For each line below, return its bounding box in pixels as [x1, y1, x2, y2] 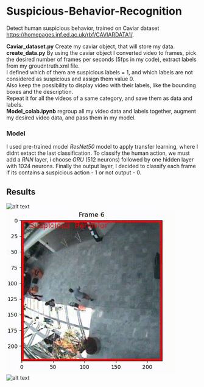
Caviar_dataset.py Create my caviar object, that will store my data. [6, 43, 175, 50]
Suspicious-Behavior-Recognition [6, 4, 183, 18]
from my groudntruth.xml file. [6, 62, 80, 69]
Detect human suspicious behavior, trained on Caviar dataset [6, 24, 160, 32]
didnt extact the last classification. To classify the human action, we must [6, 149, 190, 157]
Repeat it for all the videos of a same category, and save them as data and [6, 94, 193, 102]
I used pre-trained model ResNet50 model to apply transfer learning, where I [6, 143, 199, 151]
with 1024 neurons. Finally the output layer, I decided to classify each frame [6, 163, 196, 170]
